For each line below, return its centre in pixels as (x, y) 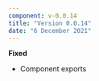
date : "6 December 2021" (50, 30)
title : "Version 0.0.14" (50, 23)
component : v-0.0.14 (43, 16)
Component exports (53, 69)
